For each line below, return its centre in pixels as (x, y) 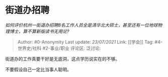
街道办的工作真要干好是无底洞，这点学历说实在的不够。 (62, 58)
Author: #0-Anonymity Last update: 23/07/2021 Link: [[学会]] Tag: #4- (90, 42)
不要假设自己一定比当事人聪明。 (38, 69)
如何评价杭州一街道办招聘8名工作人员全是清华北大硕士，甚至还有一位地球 (81, 25)
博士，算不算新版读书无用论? (39, 31)
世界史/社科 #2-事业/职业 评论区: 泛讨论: (59, 48)
